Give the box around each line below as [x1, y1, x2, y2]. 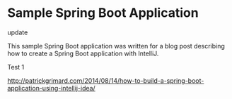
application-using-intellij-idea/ [7, 84, 95, 92]
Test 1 [7, 62, 25, 71]
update [7, 28, 28, 37]
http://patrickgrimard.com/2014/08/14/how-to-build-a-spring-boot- [7, 76, 204, 85]
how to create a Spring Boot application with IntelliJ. [7, 49, 159, 58]
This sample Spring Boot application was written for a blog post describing [7, 41, 225, 50]
